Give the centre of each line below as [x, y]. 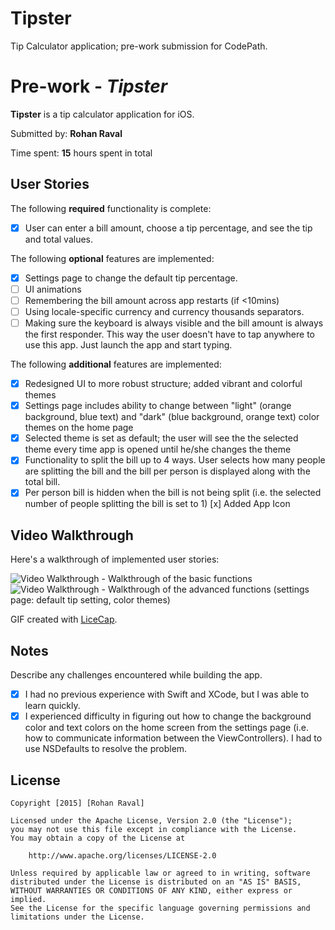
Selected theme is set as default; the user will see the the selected [161, 438]
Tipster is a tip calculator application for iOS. [102, 114]
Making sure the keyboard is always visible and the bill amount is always [174, 323]
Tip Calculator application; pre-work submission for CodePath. [139, 46]
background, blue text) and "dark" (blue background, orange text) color [172, 417]
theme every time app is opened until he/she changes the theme [158, 449]
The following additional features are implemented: [116, 364]
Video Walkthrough [72, 535]
